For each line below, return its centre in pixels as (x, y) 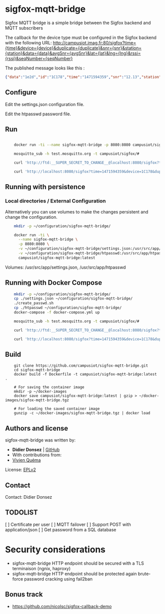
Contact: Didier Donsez (29, 497)
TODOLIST (22, 513)
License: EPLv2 (20, 470)
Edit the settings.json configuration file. (45, 104)
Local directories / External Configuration (55, 201)
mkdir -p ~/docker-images (41, 392)
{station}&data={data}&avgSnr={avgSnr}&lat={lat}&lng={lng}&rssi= (73, 53)
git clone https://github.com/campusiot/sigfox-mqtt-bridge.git (81, 366)
